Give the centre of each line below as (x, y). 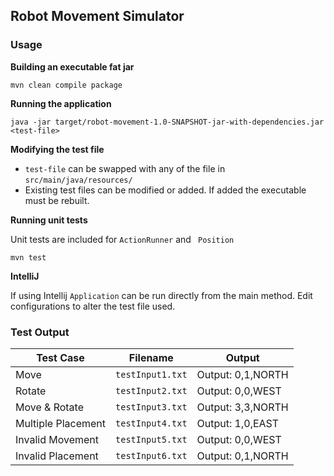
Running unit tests (49, 220)
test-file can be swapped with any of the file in (125, 168)
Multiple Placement (61, 423)
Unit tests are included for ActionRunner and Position (122, 239)
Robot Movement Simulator (97, 16)
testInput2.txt (151, 390)
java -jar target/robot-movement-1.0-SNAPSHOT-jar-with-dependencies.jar (167, 122)
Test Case (60, 357)
